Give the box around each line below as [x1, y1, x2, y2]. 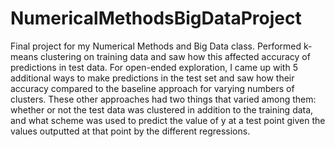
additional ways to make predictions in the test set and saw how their [10, 72, 295, 84]
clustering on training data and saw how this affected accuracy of [40, 50, 311, 62]
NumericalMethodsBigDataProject [10, 7, 302, 30]
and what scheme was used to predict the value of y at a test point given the [10, 114, 326, 126]
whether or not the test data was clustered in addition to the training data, [10, 103, 314, 116]
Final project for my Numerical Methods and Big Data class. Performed [10, 40, 302, 52]
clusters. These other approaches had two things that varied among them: [10, 93, 317, 105]
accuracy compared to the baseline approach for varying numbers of [10, 82, 295, 94]
